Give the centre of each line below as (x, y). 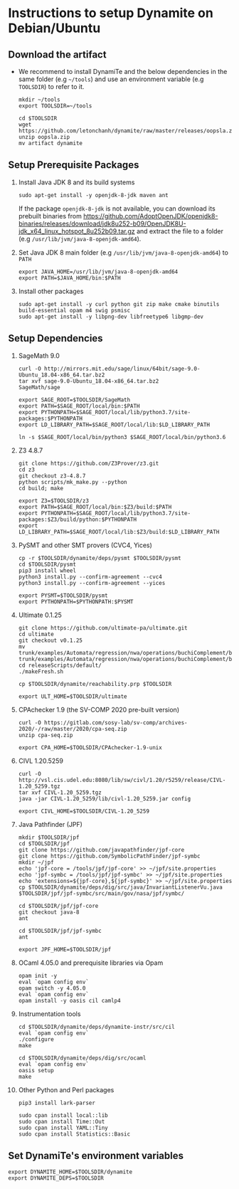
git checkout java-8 (49, 912)
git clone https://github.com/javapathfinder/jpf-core (101, 850)
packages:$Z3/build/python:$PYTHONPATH (78, 519)
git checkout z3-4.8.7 (52, 476)
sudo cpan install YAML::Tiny (63, 1128)
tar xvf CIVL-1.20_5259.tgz (60, 792)
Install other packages (51, 291)
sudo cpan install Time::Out (62, 1121)
